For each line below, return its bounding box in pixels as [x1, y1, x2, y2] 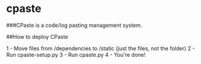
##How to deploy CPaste [6, 33, 69, 40]
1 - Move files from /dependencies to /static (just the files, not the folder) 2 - [6, 44, 196, 52]
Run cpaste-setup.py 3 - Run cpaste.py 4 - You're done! [6, 51, 146, 58]
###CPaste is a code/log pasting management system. [6, 22, 143, 29]
